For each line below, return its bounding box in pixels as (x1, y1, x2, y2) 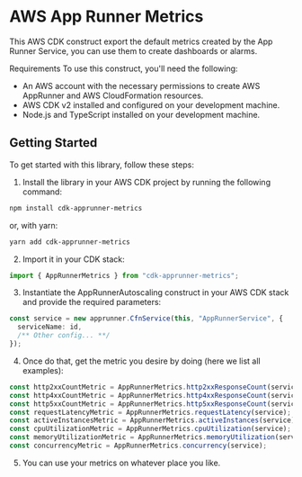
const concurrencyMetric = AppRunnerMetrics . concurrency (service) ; (9, 441, 268, 450)
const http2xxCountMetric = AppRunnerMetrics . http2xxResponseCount (9, 382, 268, 391)
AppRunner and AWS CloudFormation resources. (22, 90, 204, 101)
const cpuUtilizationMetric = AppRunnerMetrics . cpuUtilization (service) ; (9, 425, 292, 434)
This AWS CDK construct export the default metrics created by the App (9, 36, 273, 47)
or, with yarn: (9, 220, 58, 230)
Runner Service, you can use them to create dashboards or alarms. (9, 45, 258, 56)
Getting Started (9, 135, 98, 150)
